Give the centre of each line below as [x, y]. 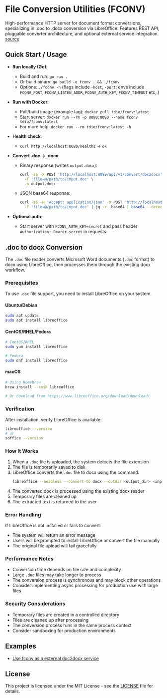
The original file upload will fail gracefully [54, 546]
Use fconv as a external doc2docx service [56, 658]
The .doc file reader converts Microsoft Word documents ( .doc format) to [80, 259]
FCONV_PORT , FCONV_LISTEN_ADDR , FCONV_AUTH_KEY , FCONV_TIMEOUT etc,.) [89, 92]
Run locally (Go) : [30, 66]
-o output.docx [40, 184]
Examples [21, 646]
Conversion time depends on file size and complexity [67, 570]
